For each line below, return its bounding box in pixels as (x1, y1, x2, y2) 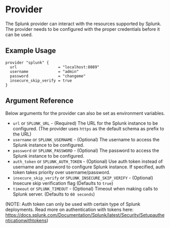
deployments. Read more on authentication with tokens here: (5, 206, 134, 213)
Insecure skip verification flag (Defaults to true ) (12, 180, 114, 186)
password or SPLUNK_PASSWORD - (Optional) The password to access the (12, 147, 160, 154)
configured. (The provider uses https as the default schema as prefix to (12, 125, 164, 131)
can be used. (5, 31, 33, 37)
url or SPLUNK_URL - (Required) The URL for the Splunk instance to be (12, 120, 158, 126)
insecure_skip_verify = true (10, 78, 72, 83)
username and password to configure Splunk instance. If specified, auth (12, 163, 165, 170)
